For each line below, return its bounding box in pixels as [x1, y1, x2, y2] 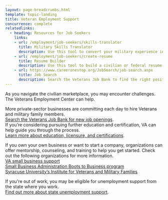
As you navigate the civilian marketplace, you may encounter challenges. [5, 90, 156, 96]
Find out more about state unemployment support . [5, 188, 109, 195]
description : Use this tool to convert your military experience [18, 49, 157, 54]
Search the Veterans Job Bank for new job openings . [5, 116, 114, 122]
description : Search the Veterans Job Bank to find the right [18, 77, 151, 82]
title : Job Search [18, 72, 57, 77]
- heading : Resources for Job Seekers [9, 30, 91, 35]
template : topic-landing [5, 12, 57, 17]
